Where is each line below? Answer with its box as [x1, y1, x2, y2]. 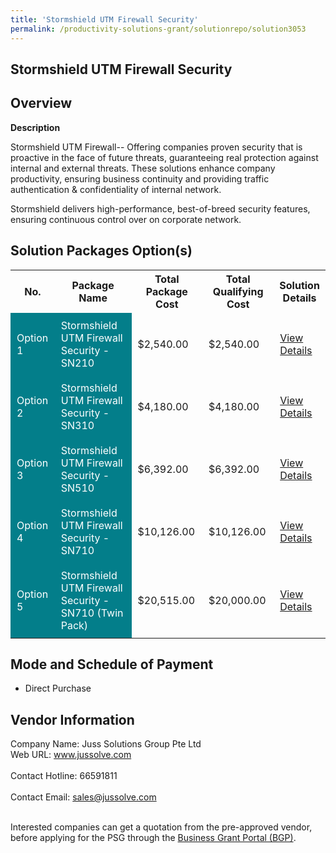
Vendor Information [10, 711, 135, 728]
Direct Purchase [24, 682, 92, 695]
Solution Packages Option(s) [10, 242, 193, 260]
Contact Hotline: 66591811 [10, 770, 118, 782]
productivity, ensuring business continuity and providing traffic [10, 172, 270, 185]
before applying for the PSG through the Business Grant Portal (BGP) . [10, 832, 297, 844]
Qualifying [212, 284, 264, 298]
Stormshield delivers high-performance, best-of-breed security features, [10, 202, 311, 215]
